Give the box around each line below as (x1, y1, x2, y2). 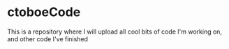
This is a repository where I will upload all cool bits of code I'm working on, (7, 27, 222, 36)
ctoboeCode (7, 4, 81, 20)
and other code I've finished (7, 34, 89, 43)
